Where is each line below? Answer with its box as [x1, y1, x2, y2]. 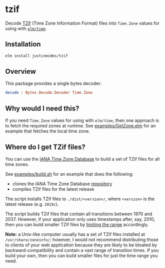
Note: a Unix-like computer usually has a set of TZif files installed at [5, 231, 145, 237]
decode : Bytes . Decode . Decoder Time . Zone [5, 90, 93, 95]
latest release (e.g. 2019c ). [5, 201, 59, 207]
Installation [5, 40, 41, 49]
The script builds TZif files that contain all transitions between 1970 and [5, 211, 152, 217]
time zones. [5, 161, 29, 167]
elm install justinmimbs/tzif [5, 53, 68, 58]
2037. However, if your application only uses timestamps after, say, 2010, [5, 216, 155, 222]
